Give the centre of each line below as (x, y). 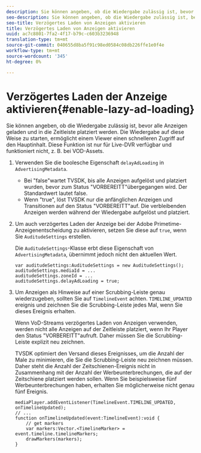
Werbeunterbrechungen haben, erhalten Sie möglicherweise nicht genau (104, 385)
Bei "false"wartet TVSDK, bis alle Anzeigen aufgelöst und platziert (105, 180)
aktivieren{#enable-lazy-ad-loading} (100, 109)
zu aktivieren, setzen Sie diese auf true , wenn (130, 230)
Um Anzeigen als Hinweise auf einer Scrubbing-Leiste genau (90, 292)
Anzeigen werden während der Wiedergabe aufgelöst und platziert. (107, 212)
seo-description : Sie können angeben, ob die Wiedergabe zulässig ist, (97, 17)
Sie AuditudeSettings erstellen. (53, 237)
